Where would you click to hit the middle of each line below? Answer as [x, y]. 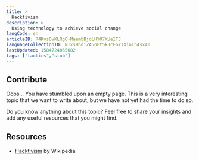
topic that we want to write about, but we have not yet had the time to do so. [100, 100]
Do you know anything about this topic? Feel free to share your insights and [99, 112]
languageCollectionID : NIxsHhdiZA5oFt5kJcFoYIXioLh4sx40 [78, 45]
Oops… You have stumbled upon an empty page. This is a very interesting [97, 94]
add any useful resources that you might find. [62, 118]
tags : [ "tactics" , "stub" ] [38, 56]
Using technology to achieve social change [66, 28]
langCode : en [22, 34]
